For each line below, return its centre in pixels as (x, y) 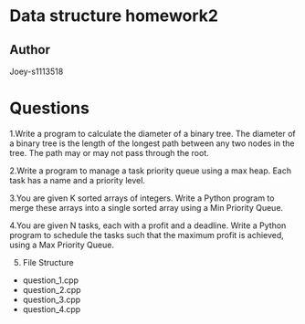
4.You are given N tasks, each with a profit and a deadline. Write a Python (148, 225)
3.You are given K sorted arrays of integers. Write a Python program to (142, 198)
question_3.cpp (52, 299)
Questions (49, 108)
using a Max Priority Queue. (62, 245)
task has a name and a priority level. (78, 180)
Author (30, 50)
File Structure (48, 262)
